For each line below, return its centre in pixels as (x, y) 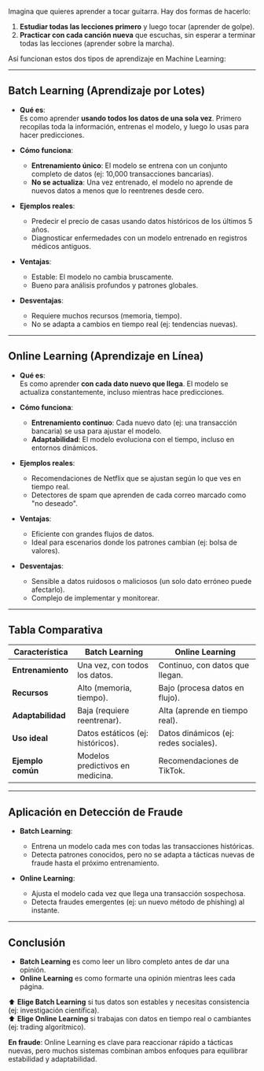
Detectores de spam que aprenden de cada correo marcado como (139, 495)
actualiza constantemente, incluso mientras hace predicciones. (122, 392)
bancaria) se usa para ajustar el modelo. (97, 431)
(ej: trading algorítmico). (47, 1027)
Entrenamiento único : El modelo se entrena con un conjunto (129, 165)
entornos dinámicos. (64, 448)
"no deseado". (55, 503)
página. (32, 987)
